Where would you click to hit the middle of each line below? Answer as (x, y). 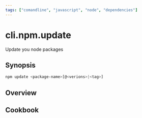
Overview (21, 93)
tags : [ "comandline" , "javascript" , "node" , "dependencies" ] (72, 10)
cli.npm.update (38, 35)
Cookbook (22, 110)
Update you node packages (34, 49)
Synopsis (20, 65)
